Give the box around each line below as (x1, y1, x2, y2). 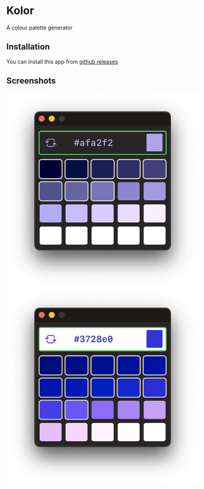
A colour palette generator (6, 24, 73, 31)
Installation (6, 42, 50, 52)
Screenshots (6, 76, 56, 86)
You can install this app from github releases (6, 58, 118, 65)
